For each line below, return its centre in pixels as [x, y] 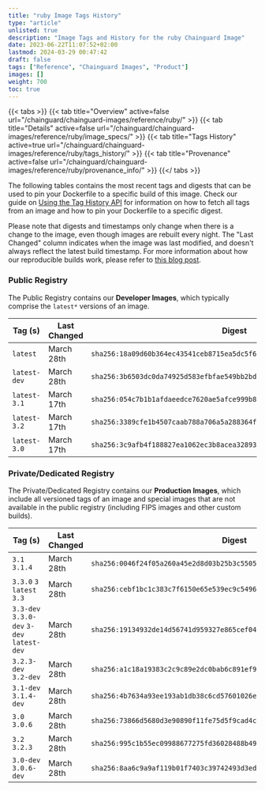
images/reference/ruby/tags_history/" [69, 153]
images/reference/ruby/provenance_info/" [77, 170]
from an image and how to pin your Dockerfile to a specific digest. [116, 211]
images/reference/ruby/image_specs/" [71, 137]
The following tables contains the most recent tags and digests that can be [130, 186]
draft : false [30, 60]
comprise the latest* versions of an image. [79, 306]
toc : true [24, 89]
